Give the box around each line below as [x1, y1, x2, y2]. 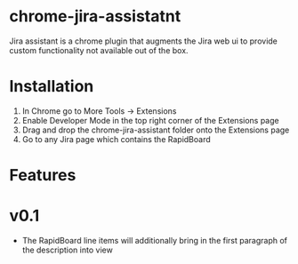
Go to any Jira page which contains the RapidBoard [21, 133, 211, 144]
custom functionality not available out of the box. [9, 44, 189, 55]
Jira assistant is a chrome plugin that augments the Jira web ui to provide [9, 36, 278, 46]
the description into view [21, 244, 113, 255]
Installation [9, 76, 94, 97]
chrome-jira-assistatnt [9, 6, 181, 27]
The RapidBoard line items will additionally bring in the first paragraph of [21, 236, 287, 245]
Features [9, 165, 77, 186]
